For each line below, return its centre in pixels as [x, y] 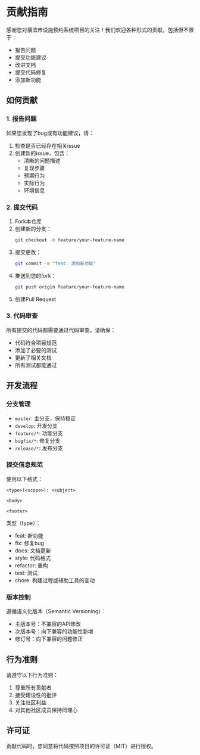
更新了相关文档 [33, 358]
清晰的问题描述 [42, 160]
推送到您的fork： [35, 275]
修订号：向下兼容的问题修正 [49, 639]
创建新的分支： [33, 229]
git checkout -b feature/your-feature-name [70, 240]
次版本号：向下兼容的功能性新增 [54, 632]
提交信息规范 [25, 465]
